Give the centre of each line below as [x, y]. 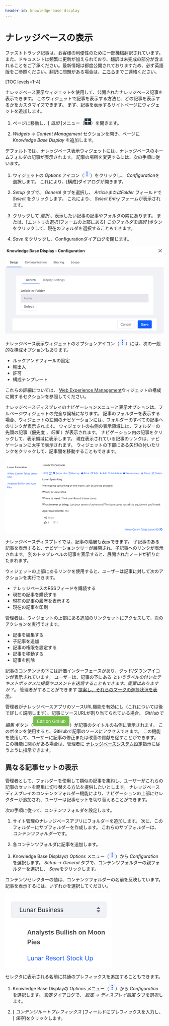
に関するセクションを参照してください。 [47, 396]
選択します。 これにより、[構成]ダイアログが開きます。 [69, 181]
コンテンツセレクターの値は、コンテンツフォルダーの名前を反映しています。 [84, 879]
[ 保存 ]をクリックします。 [39, 1018]
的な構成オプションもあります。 [38, 350]
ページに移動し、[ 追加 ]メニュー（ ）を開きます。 [67, 123]
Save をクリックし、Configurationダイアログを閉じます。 [72, 239]
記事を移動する [28, 654]
